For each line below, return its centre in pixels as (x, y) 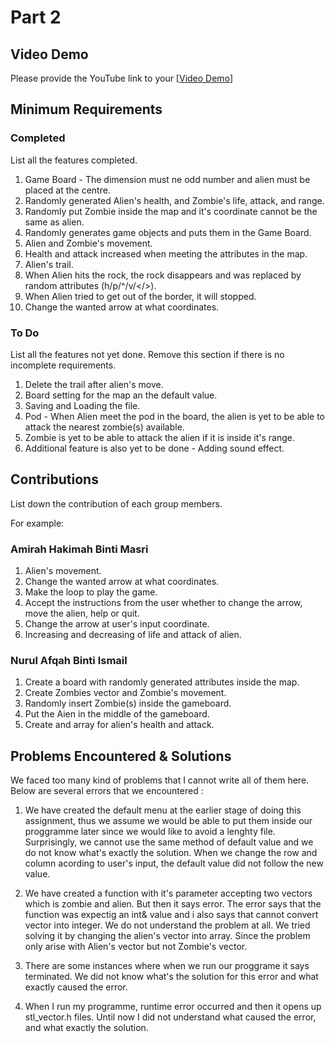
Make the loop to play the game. (91, 592)
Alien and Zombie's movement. (88, 243)
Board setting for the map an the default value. (121, 395)
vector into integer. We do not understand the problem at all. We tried (167, 925)
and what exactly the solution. (86, 1028)
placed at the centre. (67, 190)
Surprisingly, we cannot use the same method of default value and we (169, 842)
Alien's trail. (49, 264)
